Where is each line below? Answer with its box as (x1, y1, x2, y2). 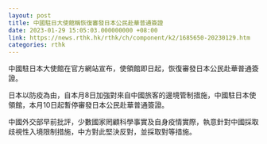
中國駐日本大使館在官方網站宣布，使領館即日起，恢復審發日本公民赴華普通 (8, 64, 252, 74)
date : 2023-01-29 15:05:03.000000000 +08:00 (8, 26, 158, 34)
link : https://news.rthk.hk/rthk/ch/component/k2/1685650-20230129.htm (8, 33, 250, 42)
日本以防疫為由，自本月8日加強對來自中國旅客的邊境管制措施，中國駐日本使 (8, 90, 257, 100)
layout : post (8, 11, 52, 20)
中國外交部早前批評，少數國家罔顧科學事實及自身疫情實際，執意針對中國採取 (8, 117, 259, 127)
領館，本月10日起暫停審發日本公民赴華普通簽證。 (8, 100, 169, 110)
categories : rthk (8, 41, 66, 49)
